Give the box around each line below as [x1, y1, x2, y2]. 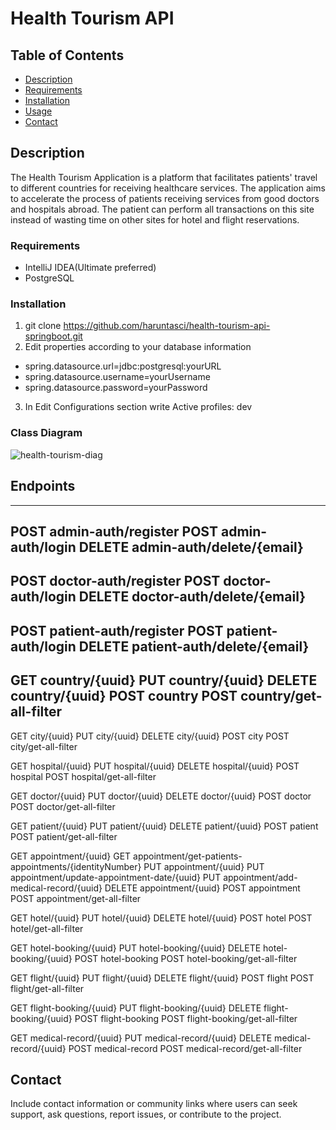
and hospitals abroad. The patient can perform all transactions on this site [10, 203, 315, 215]
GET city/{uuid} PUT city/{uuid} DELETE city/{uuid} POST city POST [10, 730, 290, 742]
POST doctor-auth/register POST [10, 573, 221, 590]
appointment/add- [223, 871, 298, 883]
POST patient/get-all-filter [10, 830, 118, 842]
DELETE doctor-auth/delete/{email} [78, 588, 307, 606]
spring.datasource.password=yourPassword [24, 382, 208, 394]
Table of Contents [10, 47, 125, 64]
